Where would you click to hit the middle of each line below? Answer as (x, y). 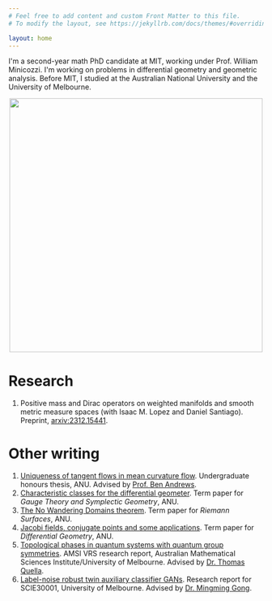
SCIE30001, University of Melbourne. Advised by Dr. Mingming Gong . (136, 588)
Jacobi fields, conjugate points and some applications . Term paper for (137, 528)
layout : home (30, 38)
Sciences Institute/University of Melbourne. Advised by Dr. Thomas (132, 562)
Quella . (32, 571)
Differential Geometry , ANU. (67, 536)
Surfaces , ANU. (46, 519)
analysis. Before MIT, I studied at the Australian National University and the (133, 79)
